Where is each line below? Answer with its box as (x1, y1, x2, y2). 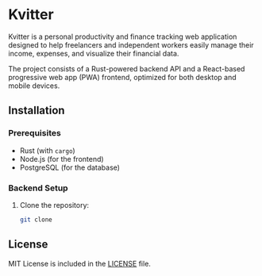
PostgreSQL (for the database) (19, 163, 121, 172)
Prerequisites (8, 128, 61, 139)
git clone (19, 216, 53, 224)
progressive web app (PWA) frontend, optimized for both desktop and (8, 72, 237, 82)
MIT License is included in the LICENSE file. (8, 259, 151, 268)
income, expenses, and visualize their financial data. (8, 48, 179, 58)
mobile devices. (8, 81, 60, 90)
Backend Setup (8, 182, 69, 194)
